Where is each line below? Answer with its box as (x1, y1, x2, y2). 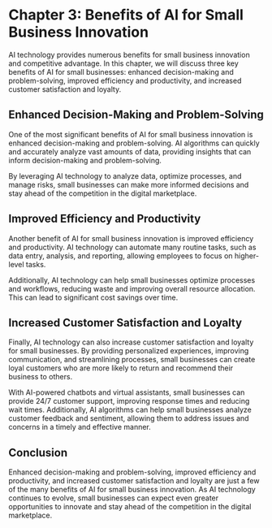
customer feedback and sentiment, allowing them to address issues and (8, 413, 249, 423)
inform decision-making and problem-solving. (8, 155, 162, 165)
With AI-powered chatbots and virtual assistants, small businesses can (8, 387, 245, 397)
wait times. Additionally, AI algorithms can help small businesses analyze (8, 405, 252, 415)
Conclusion (8, 445, 68, 460)
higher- (234, 250, 260, 261)
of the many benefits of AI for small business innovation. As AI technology (8, 485, 256, 495)
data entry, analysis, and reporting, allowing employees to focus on (8, 250, 233, 261)
